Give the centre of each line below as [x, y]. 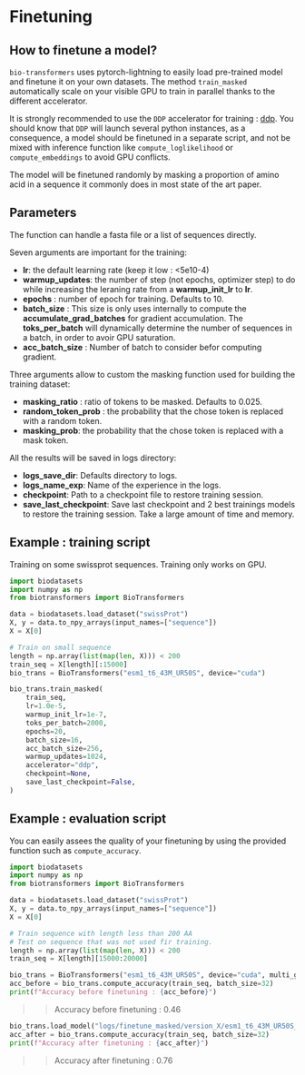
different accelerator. [49, 101]
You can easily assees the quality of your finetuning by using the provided [148, 841]
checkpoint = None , [59, 774]
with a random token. [62, 420]
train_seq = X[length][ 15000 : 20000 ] [79, 959]
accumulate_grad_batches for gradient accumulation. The [133, 318]
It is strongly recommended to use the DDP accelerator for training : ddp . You [152, 118]
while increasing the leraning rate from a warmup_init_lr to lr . [138, 289]
